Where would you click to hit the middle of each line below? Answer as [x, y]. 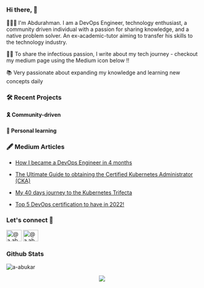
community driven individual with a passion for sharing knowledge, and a [98, 29]
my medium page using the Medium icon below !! [68, 61]
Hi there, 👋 [22, 10]
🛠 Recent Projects [34, 98]
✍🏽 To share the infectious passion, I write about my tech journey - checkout [102, 54]
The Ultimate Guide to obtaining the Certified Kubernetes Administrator [104, 174]
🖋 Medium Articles [36, 147]
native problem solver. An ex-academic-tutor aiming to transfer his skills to [100, 36]
